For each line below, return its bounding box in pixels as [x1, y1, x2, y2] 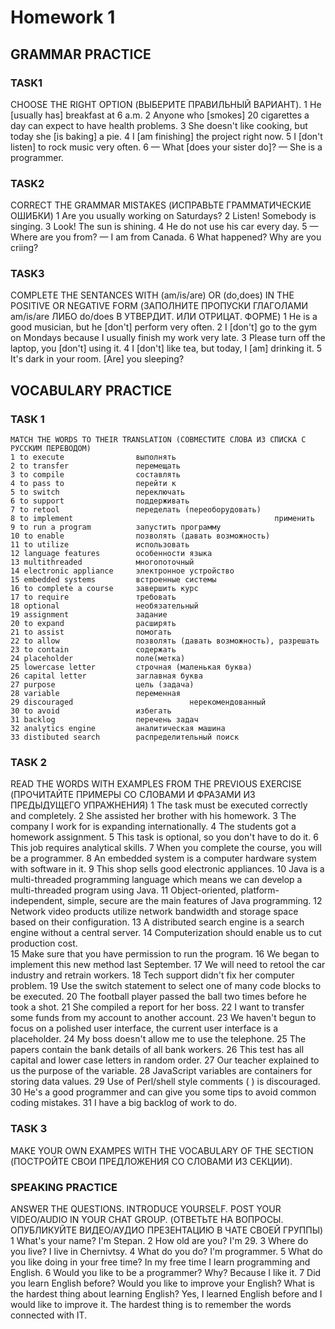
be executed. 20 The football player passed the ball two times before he [10, 991, 307, 1003]
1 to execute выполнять [10, 452, 177, 463]
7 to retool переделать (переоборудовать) [10, 505, 262, 515]
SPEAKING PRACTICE [10, 1180, 118, 1194]
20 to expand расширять [10, 619, 177, 629]
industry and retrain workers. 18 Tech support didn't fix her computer [10, 969, 295, 981]
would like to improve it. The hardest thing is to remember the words [10, 1299, 292, 1311]
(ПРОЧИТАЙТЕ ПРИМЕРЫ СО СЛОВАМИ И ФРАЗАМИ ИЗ [10, 789, 256, 801]
